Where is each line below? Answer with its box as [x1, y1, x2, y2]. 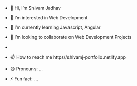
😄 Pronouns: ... [10, 66, 43, 72]
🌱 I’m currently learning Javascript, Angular [10, 24, 101, 30]
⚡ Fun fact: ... [10, 76, 38, 82]
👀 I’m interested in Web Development [10, 15, 88, 20]
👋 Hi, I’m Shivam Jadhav [10, 5, 61, 11]
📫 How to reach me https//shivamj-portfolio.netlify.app [10, 54, 126, 60]
